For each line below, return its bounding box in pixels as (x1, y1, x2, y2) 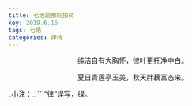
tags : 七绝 (8, 26, 42, 34)
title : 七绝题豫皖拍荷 (8, 11, 75, 20)
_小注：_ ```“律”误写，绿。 (8, 90, 92, 99)
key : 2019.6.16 (8, 19, 58, 27)
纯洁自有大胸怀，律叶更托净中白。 (77, 56, 188, 65)
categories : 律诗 (8, 33, 63, 42)
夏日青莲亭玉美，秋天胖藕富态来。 (77, 72, 188, 82)
